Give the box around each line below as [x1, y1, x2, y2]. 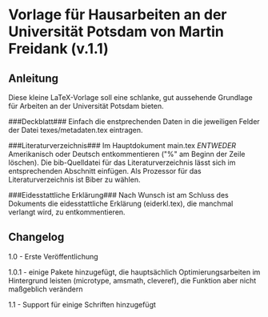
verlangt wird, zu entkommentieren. [8, 207, 126, 217]
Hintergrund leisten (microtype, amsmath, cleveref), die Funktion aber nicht [8, 275, 257, 285]
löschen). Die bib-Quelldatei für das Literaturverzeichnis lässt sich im [8, 158, 236, 167]
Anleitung [8, 71, 58, 85]
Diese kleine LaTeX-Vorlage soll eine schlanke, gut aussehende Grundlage [8, 93, 254, 102]
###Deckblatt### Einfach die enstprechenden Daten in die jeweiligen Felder [8, 117, 260, 126]
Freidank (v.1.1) [8, 40, 110, 58]
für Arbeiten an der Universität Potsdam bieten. [8, 102, 164, 110]
